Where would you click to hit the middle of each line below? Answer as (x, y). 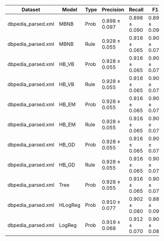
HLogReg (70, 205)
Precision (113, 10)
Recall (136, 10)
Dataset (31, 10)
